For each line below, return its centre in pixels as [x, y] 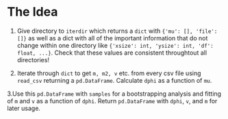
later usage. [24, 108]
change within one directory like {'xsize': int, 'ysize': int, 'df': [115, 45]
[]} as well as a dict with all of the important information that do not [112, 38]
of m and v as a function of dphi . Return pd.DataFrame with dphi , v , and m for [112, 101]
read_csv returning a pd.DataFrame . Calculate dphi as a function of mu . [114, 80]
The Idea [33, 12]
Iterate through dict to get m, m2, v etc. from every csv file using [109, 73]
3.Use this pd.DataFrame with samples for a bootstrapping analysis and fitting [114, 94]
